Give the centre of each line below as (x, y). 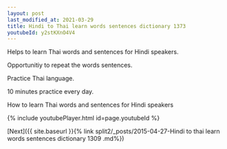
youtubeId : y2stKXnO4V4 (41, 32)
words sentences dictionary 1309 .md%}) (66, 139)
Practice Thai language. (41, 79)
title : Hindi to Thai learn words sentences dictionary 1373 (97, 26)
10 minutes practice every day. (51, 92)
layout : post (26, 13)
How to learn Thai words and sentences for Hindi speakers (90, 105)
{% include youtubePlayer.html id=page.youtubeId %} (84, 118)
